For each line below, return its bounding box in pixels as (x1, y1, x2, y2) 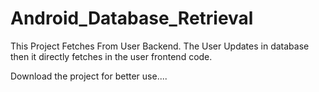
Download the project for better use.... (10, 70, 168, 82)
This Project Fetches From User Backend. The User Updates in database (10, 40, 310, 52)
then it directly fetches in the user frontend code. (10, 50, 213, 62)
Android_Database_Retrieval (10, 7, 254, 30)
